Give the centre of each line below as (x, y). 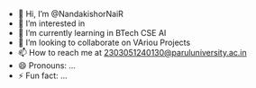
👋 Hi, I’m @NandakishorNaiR (71, 14)
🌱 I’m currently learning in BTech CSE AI (92, 33)
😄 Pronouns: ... (47, 66)
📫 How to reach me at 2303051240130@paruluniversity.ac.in (133, 53)
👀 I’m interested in (51, 23)
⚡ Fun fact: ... (42, 75)
